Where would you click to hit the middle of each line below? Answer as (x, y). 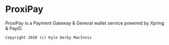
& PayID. (14, 28)
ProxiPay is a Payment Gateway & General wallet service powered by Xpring (85, 23)
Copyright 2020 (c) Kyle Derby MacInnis (49, 37)
